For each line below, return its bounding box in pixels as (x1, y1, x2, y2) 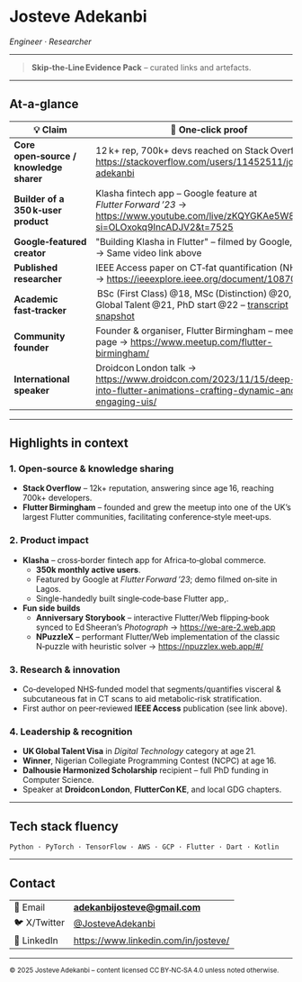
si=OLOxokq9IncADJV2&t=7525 (95, 221, 234, 233)
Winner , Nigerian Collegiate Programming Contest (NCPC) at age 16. (22, 755, 277, 767)
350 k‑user (13, 204, 63, 216)
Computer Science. (22, 775, 94, 786)
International (13, 372, 70, 385)
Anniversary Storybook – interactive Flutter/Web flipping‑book (35, 612, 270, 623)
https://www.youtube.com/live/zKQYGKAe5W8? (95, 209, 299, 222)
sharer (13, 172, 43, 185)
